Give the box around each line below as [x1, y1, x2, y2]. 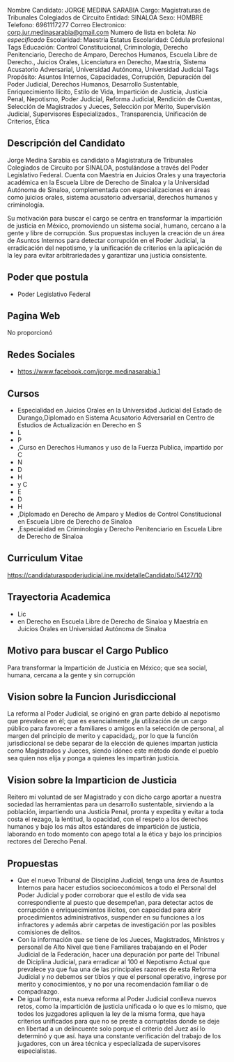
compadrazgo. [17, 987, 60, 996]
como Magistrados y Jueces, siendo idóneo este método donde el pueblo [7, 746, 219, 755]
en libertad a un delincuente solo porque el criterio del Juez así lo [17, 1024, 205, 1033]
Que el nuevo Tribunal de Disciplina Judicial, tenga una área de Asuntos [17, 876, 224, 884]
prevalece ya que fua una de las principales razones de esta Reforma [17, 965, 217, 973]
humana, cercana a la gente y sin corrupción [7, 670, 136, 679]
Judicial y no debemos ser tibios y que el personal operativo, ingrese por [17, 972, 227, 980]
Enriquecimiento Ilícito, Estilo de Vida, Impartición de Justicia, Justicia [7, 87, 208, 96]
